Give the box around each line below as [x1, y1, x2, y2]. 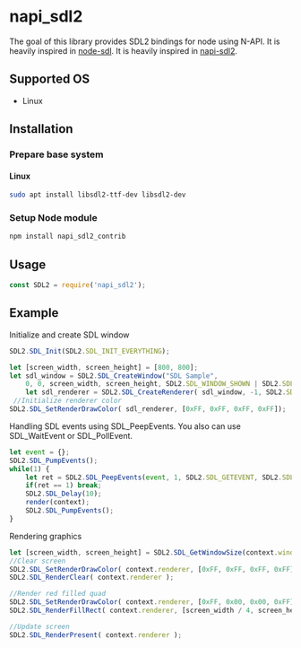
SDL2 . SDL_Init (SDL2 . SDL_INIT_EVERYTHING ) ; [9, 346, 170, 355]
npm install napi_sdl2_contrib [9, 232, 126, 241]
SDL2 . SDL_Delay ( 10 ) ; [25, 489, 102, 499]
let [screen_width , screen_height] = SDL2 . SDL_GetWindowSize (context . [9, 547, 279, 557]
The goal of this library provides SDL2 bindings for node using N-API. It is [9, 36, 280, 47]
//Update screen [9, 622, 70, 631]
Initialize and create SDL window [9, 329, 130, 340]
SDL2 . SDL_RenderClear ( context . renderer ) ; [9, 573, 175, 582]
